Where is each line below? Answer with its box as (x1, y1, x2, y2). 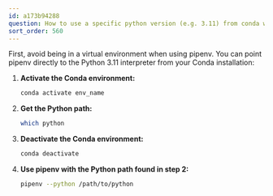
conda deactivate (19, 150, 80, 158)
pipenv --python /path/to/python (19, 180, 134, 188)
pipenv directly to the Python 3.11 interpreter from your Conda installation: (8, 58, 255, 67)
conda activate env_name (19, 89, 105, 97)
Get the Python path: (19, 104, 93, 113)
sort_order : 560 (8, 27, 63, 35)
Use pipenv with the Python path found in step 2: (19, 164, 189, 174)
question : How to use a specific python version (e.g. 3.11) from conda (8, 19, 260, 28)
